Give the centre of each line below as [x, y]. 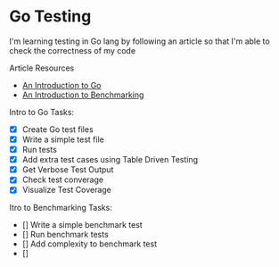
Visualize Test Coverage [66, 190]
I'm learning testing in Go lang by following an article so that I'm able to [139, 41]
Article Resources [42, 68]
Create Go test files [57, 129]
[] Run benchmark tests [65, 235]
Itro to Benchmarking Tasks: [61, 208]
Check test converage [63, 179]
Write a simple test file [63, 139]
